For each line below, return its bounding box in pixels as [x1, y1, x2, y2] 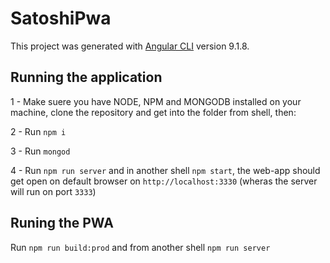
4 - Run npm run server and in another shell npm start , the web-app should [10, 164, 321, 176]
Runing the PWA [10, 215, 114, 232]
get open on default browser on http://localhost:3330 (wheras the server [10, 175, 318, 187]
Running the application [10, 69, 163, 86]
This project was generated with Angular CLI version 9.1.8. [10, 40, 250, 52]
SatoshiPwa [10, 7, 112, 30]
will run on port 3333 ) [10, 185, 97, 197]
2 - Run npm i [10, 125, 67, 137]
